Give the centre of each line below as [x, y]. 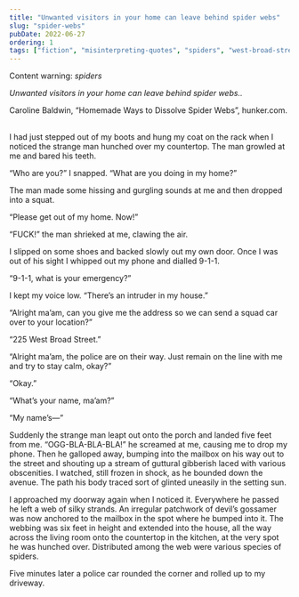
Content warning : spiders [56, 76]
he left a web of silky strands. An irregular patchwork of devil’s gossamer [143, 509]
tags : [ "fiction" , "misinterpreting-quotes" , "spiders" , [117, 51]
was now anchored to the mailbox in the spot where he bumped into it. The [146, 519]
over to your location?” [51, 322]
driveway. [27, 583]
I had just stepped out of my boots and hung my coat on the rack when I [141, 137]
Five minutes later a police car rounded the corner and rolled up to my [137, 574]
